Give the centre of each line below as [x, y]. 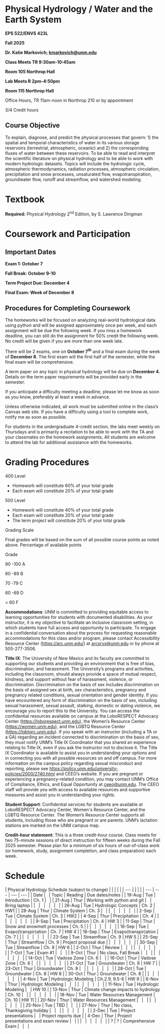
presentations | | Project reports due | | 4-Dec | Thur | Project [68, 1015]
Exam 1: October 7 [24, 264]
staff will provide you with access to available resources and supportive [78, 789]
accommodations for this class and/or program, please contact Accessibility [82, 638]
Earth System [33, 20]
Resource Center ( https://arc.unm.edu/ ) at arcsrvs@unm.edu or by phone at [82, 643]
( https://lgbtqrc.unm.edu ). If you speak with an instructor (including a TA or [81, 732]
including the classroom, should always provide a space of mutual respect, [81, 674]
